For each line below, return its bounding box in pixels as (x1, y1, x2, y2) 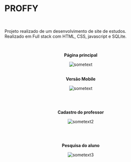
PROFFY (4, 3, 39, 14)
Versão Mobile (66, 76, 96, 82)
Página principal (64, 52, 98, 58)
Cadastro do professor (57, 109, 104, 115)
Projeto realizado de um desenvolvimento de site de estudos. (4, 28, 127, 34)
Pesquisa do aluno (61, 142, 100, 148)
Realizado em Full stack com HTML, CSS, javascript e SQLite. (4, 33, 127, 39)
